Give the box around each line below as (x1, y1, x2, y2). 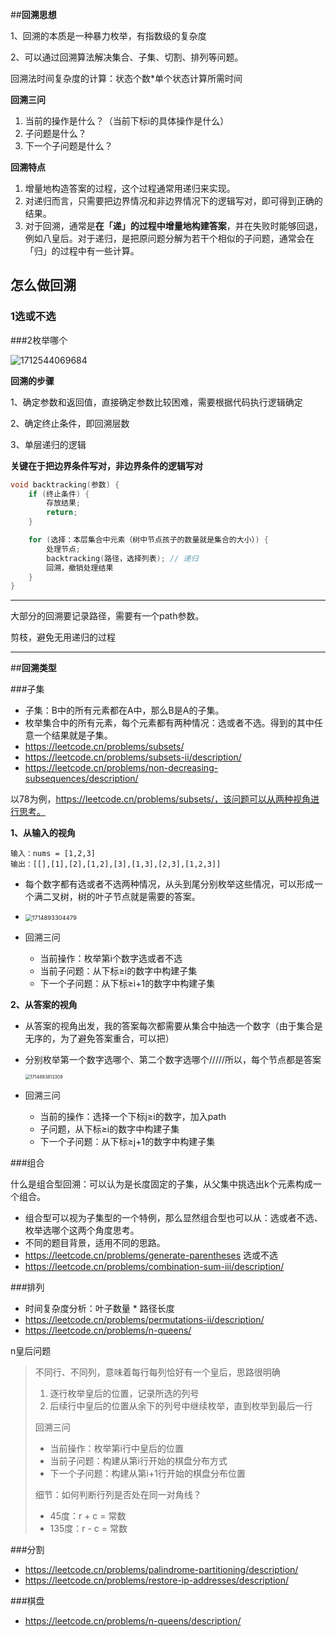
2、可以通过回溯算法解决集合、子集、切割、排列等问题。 (10, 51, 244, 63)
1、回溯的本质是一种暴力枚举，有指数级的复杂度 (10, 30, 207, 42)
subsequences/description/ (24, 773, 139, 785)
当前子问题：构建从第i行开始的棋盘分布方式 (49, 1455, 228, 1467)
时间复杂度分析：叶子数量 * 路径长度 (24, 1303, 175, 1315)
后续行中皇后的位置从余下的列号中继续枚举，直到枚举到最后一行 (49, 1400, 313, 1412)
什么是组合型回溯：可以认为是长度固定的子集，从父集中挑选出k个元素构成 (10, 1178, 313, 1190)
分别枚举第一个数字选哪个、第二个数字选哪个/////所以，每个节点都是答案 (24, 1054, 322, 1066)
